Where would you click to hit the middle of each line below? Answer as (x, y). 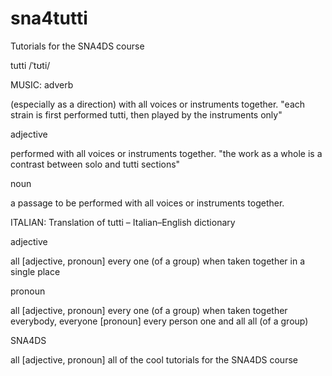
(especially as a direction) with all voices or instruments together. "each (158, 104)
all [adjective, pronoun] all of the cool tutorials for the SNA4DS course (154, 359)
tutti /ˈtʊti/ (30, 65)
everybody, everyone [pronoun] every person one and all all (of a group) (159, 321)
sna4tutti (49, 18)
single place (35, 271)
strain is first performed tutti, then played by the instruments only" (146, 114)
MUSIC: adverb (42, 84)
